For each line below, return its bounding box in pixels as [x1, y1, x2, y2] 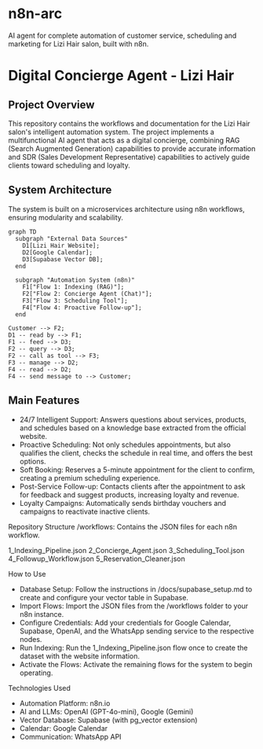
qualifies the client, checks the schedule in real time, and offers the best [19, 448, 254, 457]
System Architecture [8, 183, 112, 197]
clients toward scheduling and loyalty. [8, 160, 131, 170]
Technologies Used [8, 683, 71, 692]
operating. [19, 668, 53, 677]
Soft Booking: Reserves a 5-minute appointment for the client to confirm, [19, 465, 255, 474]
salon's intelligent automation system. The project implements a [8, 127, 214, 136]
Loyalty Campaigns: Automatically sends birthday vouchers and [19, 498, 226, 507]
